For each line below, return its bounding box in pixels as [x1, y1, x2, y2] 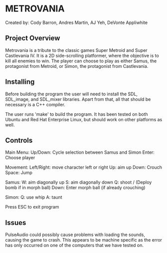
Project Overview [5, 34, 60, 42]
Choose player [5, 155, 35, 161]
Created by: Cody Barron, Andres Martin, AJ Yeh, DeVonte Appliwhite [5, 19, 148, 25]
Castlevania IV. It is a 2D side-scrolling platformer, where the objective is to [5, 52, 160, 58]
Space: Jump [5, 170, 32, 176]
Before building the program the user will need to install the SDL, [5, 91, 138, 97]
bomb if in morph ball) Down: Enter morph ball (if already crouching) [5, 185, 146, 191]
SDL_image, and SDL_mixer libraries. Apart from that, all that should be [5, 96, 151, 102]
